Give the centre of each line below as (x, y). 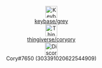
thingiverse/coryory (51, 39)
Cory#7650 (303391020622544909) (51, 58)
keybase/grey (51, 21)
